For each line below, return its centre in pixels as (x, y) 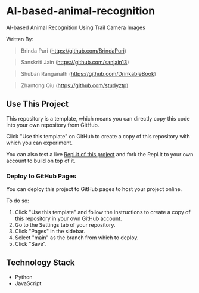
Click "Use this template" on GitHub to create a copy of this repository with (98, 136)
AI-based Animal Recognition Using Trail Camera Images (76, 27)
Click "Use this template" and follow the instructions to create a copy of (102, 212)
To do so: (18, 201)
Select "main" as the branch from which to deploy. (77, 238)
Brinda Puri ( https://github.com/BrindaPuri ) (74, 50)
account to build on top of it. (41, 161)
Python (24, 277)
